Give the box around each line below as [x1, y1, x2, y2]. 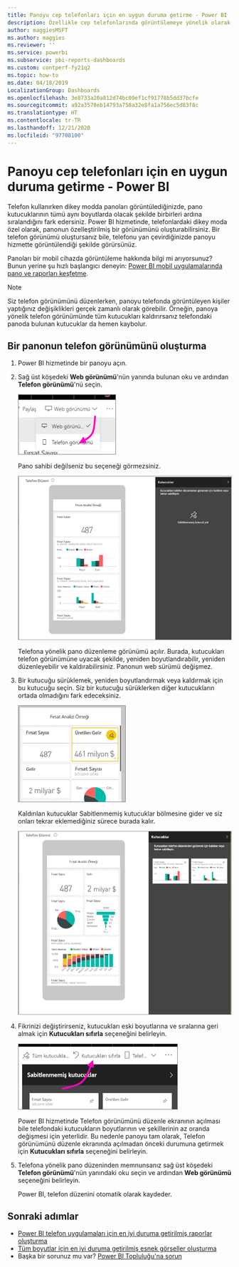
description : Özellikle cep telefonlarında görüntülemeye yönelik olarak [7, 19, 231, 26]
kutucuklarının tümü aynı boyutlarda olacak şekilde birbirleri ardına [7, 210, 203, 218]
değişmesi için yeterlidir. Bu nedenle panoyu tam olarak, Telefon [17, 1132, 206, 1140]
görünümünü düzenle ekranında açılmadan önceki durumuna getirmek [17, 1139, 224, 1148]
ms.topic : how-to [7, 71, 59, 78]
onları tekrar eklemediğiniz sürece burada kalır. [17, 816, 156, 825]
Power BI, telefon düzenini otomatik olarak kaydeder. [17, 1189, 172, 1198]
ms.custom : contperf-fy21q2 [7, 64, 91, 71]
